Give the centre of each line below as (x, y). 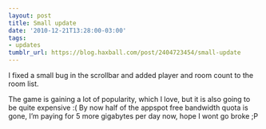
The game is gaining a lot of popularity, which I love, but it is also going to (129, 99)
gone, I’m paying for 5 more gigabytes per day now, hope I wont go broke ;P (133, 116)
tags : (17, 38)
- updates (25, 45)
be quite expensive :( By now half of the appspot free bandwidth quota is (129, 107)
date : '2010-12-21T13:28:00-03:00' (67, 30)
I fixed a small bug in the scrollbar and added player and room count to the (131, 75)
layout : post (30, 16)
